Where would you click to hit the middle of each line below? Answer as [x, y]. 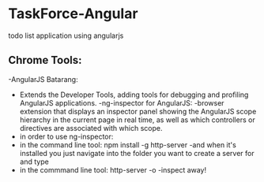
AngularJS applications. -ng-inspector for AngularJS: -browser [122, 102]
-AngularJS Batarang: [43, 79]
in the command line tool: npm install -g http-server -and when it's [128, 145]
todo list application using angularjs [66, 35]
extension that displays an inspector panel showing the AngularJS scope [138, 111]
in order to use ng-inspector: [66, 136]
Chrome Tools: [45, 60]
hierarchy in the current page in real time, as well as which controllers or [137, 120]
